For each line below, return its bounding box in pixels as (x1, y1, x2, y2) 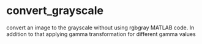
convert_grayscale (6, 4, 104, 18)
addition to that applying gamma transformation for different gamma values (6, 30, 196, 37)
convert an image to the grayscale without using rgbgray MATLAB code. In (6, 24, 195, 31)
